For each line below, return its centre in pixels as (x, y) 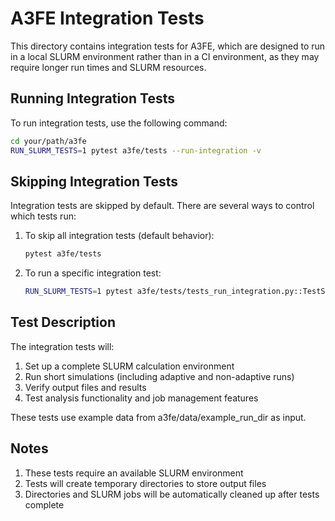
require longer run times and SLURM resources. (108, 67)
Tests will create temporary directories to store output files (145, 483)
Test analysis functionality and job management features (141, 398)
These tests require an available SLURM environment (134, 473)
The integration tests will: (62, 346)
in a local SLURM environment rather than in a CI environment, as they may (165, 56)
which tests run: (43, 216)
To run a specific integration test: (93, 273)
